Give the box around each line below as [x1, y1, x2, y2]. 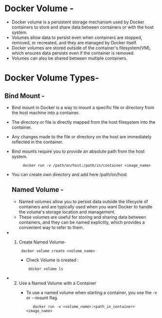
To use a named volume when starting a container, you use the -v [26, 289, 157, 295]
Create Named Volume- [18, 239, 66, 245]
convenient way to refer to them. [18, 224, 84, 230]
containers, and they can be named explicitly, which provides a [18, 219, 145, 225]
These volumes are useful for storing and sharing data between [18, 214, 146, 220]
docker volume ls [28, 266, 64, 271]
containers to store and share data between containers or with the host [11, 24, 154, 30]
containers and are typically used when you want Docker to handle [18, 204, 153, 209]
